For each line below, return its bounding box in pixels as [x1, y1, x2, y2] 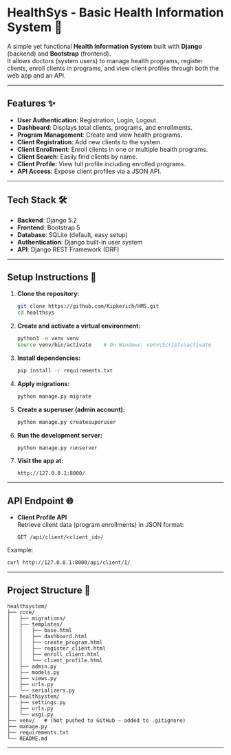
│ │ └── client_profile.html [7, 657, 103, 664]
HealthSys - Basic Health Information [7, 5, 224, 21]
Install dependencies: [16, 354, 81, 362]
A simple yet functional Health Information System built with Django [7, 42, 203, 50]
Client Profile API [16, 513, 67, 521]
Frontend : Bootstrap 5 [16, 223, 80, 232]
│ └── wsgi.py [7, 711, 54, 718]
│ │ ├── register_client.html [7, 644, 107, 652]
